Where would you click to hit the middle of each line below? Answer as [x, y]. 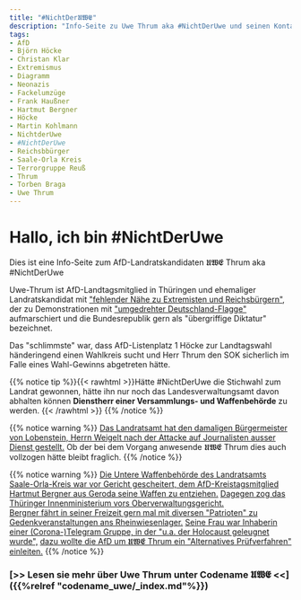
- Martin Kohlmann [43, 127]
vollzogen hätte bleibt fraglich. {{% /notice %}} [96, 457]
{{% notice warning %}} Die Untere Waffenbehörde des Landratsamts [138, 474]
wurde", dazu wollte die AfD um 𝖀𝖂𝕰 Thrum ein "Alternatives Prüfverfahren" [150, 541]
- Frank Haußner [39, 101]
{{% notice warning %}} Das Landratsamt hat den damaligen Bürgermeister [149, 428]
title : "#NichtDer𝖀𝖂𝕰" [53, 18]
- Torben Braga [38, 185]
